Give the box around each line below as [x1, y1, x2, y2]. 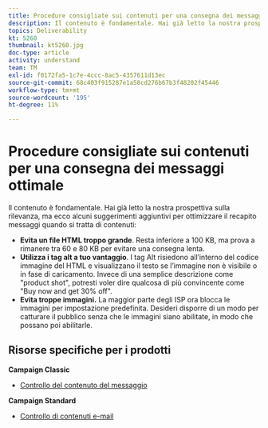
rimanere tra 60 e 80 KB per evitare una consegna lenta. [19, 244, 205, 254]
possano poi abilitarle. [19, 321, 93, 330]
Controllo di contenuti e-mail [19, 411, 114, 421]
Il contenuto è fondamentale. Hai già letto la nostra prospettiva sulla [8, 203, 231, 213]
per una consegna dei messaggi [8, 159, 225, 178]
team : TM [8, 64, 37, 72]
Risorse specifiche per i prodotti [8, 343, 171, 357]
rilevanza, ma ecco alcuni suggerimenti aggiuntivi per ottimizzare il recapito [8, 211, 257, 221]
